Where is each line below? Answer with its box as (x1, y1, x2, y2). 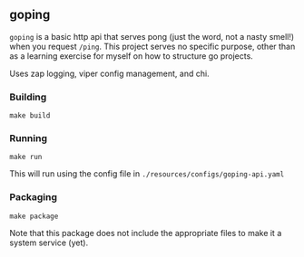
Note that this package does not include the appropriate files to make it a (9, 227, 282, 238)
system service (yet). (9, 237, 89, 248)
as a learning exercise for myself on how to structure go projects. (9, 50, 254, 62)
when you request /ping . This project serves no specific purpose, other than (9, 41, 296, 52)
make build (9, 111, 51, 120)
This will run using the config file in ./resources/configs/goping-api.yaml (9, 168, 285, 179)
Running (9, 132, 48, 145)
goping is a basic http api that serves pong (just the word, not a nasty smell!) (9, 31, 295, 42)
